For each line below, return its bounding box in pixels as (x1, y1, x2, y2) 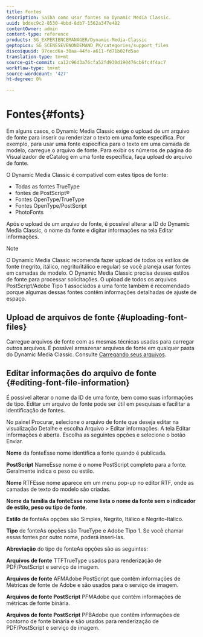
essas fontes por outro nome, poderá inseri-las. (6, 533, 125, 540)
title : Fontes (6, 8, 42, 15)
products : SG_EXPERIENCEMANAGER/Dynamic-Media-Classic (6, 37, 147, 43)
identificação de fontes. (6, 406, 65, 414)
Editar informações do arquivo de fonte (6, 368, 157, 379)
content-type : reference (6, 31, 69, 37)
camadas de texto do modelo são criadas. (6, 485, 111, 493)
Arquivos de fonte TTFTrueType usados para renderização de (6, 557, 162, 564)
